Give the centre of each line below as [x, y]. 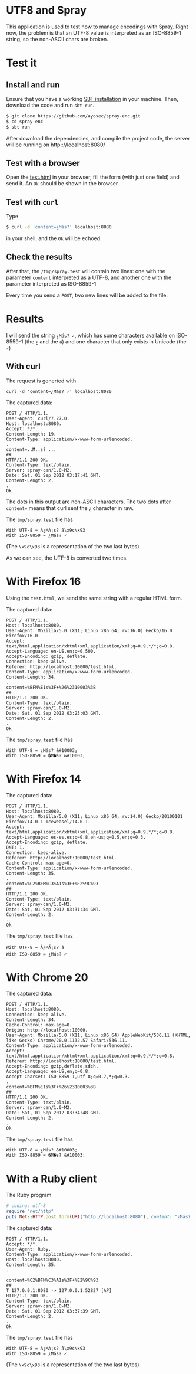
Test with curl [32, 202]
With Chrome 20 [47, 977]
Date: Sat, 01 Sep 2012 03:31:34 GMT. [54, 910]
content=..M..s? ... [31, 449]
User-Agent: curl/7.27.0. [38, 418]
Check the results [39, 257]
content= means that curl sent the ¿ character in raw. [70, 508]
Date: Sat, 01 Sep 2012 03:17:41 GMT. [54, 475]
